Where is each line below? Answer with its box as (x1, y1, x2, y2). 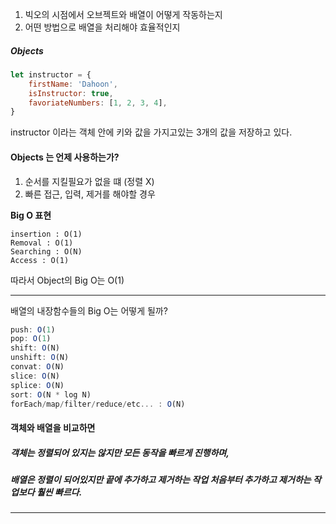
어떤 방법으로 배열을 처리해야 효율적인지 (24, 21, 181, 33)
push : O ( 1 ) (10, 324, 56, 335)
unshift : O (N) (10, 353, 70, 363)
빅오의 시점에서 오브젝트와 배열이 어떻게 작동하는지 (24, 9, 223, 20)
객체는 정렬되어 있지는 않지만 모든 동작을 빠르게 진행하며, (10, 446, 230, 458)
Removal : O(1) (10, 238, 74, 248)
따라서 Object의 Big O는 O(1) (10, 274, 125, 286)
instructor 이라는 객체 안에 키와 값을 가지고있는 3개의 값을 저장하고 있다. (10, 126, 293, 138)
